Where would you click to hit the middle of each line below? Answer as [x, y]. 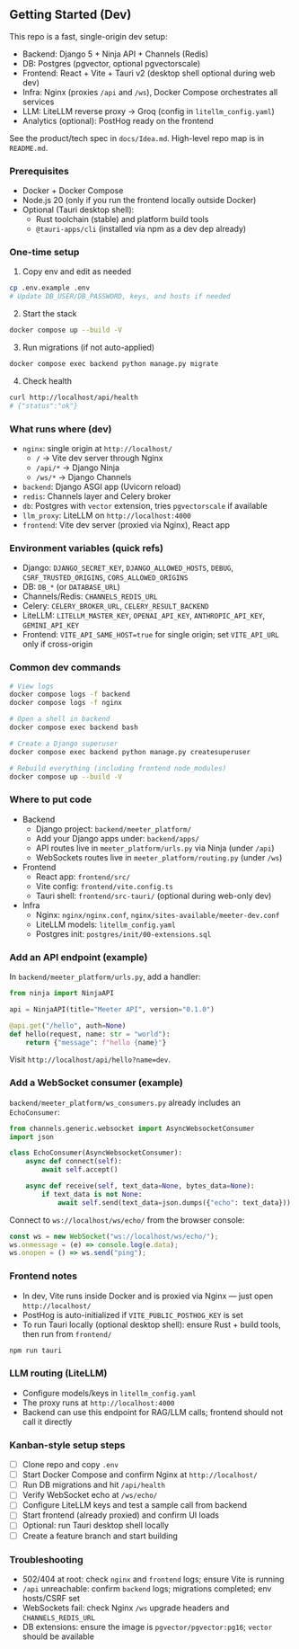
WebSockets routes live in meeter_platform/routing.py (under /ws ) [159, 857]
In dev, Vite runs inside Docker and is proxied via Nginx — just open [148, 1296]
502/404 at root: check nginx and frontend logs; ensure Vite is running [153, 1579]
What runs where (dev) [61, 429]
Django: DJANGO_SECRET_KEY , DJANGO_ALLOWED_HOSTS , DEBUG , [128, 568]
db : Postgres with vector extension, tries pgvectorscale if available [145, 505]
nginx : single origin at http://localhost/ [97, 448]
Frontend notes [44, 1276]
